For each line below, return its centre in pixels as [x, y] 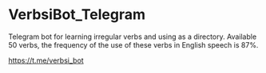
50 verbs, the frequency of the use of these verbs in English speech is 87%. [133, 44]
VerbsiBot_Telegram [77, 15]
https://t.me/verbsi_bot [46, 60]
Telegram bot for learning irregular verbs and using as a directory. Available [133, 36]
